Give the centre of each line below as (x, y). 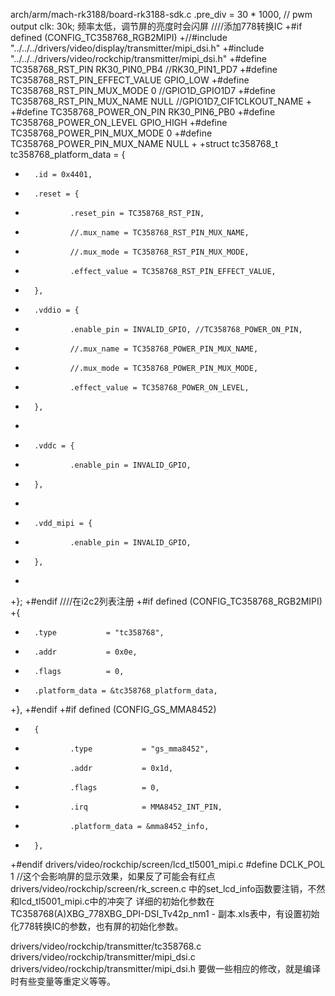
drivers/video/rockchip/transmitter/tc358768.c (106, 946)
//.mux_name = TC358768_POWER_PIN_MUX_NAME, (164, 349)
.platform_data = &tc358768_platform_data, (126, 691)
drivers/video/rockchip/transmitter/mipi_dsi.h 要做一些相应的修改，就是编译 (166, 968)
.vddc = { (54, 446)
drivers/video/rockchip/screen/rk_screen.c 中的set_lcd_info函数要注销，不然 (168, 888)
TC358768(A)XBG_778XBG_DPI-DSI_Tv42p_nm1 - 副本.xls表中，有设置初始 (165, 913)
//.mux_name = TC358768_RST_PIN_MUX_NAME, (159, 233)
